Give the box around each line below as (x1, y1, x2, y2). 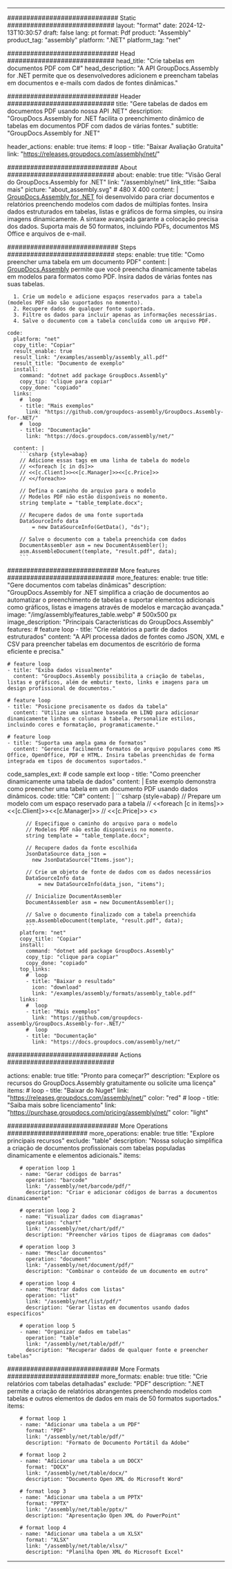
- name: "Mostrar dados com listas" (19, 1286, 126, 1293)
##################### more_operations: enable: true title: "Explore (7, 1129, 215, 1137)
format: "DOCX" (25, 1464, 70, 1471)
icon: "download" (32, 984, 81, 991)
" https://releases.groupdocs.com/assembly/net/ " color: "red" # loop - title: (7, 1093, 220, 1102)
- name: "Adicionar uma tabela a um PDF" (19, 1421, 140, 1428)
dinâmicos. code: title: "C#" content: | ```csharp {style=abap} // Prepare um (7, 792, 221, 800)
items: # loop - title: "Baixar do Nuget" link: (7, 1086, 129, 1094)
